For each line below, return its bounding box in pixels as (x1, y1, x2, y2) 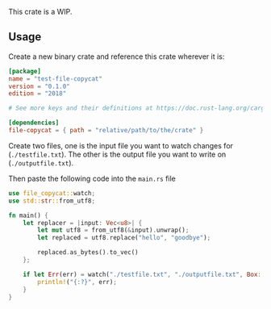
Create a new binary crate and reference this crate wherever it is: (8, 52, 225, 61)
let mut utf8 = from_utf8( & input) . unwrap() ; (37, 226, 190, 235)
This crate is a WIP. (8, 7, 73, 16)
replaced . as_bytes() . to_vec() (37, 248, 139, 257)
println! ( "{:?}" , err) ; (37, 278, 117, 286)
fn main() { (8, 211, 48, 219)
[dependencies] (8, 119, 60, 127)
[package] (8, 67, 42, 75)
